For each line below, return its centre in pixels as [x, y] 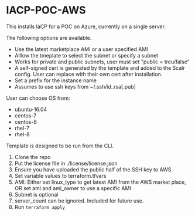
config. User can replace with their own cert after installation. [88, 74]
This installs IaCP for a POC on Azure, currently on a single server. [86, 26]
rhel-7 [22, 128]
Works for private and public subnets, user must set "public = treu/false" [102, 62]
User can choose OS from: [38, 98]
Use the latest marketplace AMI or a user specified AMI [81, 49]
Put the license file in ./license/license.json [66, 163]
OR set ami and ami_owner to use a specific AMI [73, 188]
